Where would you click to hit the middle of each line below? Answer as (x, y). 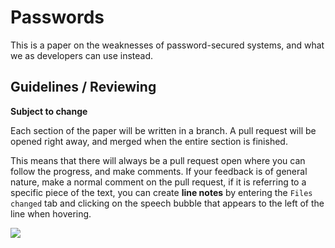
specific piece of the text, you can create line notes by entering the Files (161, 192)
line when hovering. (51, 213)
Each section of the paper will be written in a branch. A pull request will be (163, 130)
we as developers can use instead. (82, 55)
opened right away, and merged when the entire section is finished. (149, 141)
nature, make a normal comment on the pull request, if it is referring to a (158, 182)
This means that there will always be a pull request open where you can (158, 160)
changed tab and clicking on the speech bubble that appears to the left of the (167, 203)
